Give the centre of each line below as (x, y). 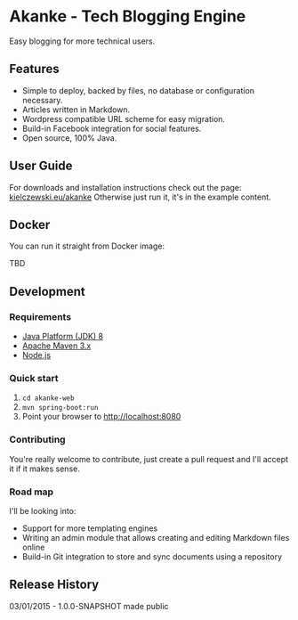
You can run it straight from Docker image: (87, 246)
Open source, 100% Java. (69, 138)
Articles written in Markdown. (76, 110)
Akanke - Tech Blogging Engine (128, 16)
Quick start (34, 378)
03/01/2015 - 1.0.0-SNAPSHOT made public (89, 606)
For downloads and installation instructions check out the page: (125, 187)
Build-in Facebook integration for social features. (112, 128)
